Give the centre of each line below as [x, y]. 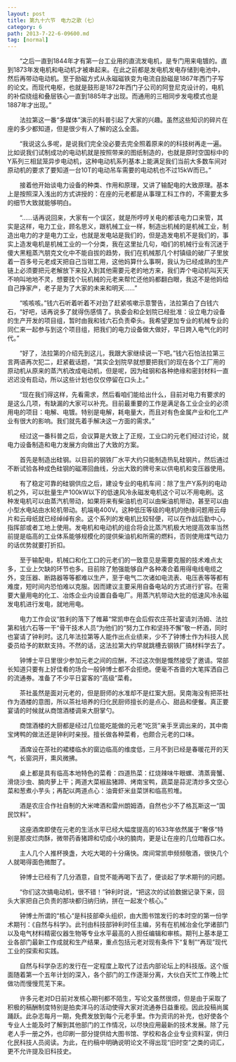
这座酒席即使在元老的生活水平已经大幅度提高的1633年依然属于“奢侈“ [118, 830]
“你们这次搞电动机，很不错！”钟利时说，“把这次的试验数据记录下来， [119, 892]
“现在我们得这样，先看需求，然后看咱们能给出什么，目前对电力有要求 [119, 394]
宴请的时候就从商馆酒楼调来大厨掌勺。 [63, 711]
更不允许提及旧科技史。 [41, 1051]
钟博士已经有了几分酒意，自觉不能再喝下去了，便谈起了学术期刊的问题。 [124, 877]
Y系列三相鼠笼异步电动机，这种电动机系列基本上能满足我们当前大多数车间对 [117, 161]
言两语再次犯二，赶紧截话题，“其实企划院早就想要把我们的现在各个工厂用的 [117, 362]
